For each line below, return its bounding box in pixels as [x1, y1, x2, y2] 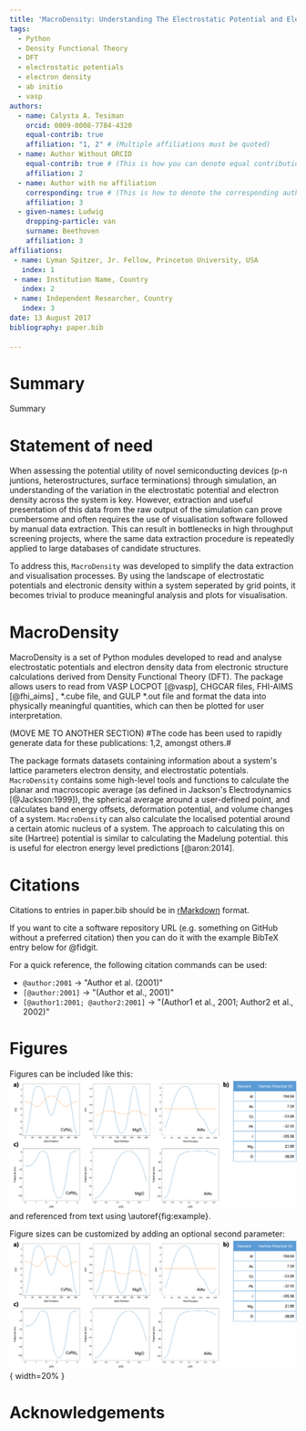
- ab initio [17, 82, 64, 91]
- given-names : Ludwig [17, 207, 104, 216]
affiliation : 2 [25, 169, 84, 178]
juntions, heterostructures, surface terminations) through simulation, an [9, 475, 278, 486]
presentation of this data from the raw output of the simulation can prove [9, 504, 282, 515]
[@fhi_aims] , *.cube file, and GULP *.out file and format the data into [9, 690, 267, 702]
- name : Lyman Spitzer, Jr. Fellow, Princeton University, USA [13, 256, 259, 265]
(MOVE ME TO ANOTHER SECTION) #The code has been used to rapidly [9, 728, 282, 739]
